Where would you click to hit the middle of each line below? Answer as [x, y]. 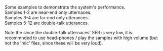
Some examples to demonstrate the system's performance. [65, 7]
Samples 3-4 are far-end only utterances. [47, 18]
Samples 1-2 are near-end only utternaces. [48, 12]
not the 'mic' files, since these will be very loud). [54, 43]
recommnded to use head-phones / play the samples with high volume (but [81, 38]
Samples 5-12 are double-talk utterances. [47, 23]
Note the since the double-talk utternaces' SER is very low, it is [69, 32]
